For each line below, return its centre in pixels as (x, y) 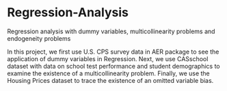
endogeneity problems (39, 38)
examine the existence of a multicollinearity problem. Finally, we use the (108, 73)
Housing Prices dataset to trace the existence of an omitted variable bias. (110, 80)
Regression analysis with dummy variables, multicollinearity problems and (111, 31)
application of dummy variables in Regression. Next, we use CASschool (108, 58)
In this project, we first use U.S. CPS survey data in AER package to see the (113, 52)
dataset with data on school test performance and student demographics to (113, 66)
